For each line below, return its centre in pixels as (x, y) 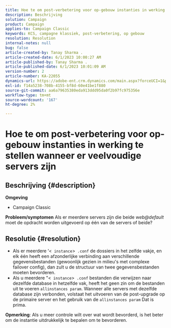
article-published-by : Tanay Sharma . (46, 62)
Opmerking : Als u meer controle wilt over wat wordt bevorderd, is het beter (84, 315)
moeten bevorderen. (34, 272)
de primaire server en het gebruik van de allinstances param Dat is (83, 299)
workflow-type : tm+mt (28, 95)
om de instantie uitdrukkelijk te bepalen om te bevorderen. (66, 320)
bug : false (17, 48)
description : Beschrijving (34, 15)
